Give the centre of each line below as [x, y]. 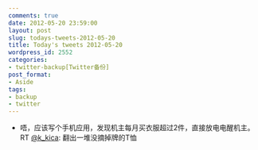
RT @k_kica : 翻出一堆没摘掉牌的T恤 [78, 138]
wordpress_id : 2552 [41, 52]
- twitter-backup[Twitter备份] [59, 67]
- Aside [21, 82]
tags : [17, 89]
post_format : [30, 75]
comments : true [33, 15]
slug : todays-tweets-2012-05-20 [62, 38]
